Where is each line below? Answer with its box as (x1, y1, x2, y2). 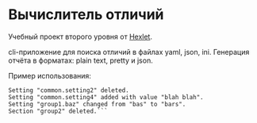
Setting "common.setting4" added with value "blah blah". (8, 93, 204, 101)
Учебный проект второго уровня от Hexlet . (8, 32, 153, 41)
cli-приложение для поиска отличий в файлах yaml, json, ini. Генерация (8, 47, 250, 56)
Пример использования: (8, 71, 91, 80)
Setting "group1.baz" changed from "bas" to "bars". (8, 100, 186, 108)
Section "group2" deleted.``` (8, 107, 109, 115)
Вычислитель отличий (8, 6, 164, 24)
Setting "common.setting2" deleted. (8, 86, 129, 94)
